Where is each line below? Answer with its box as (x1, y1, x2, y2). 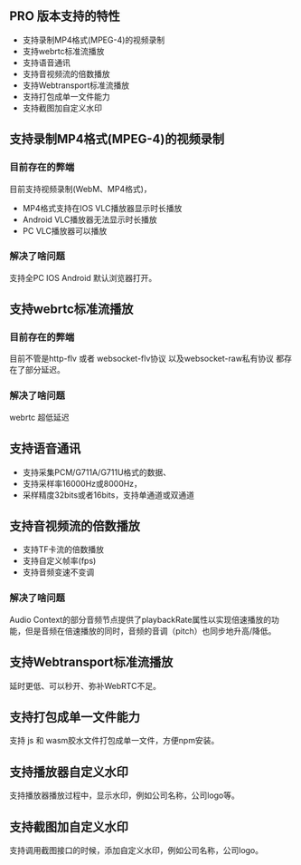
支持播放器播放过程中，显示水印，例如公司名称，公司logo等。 (9, 790, 240, 801)
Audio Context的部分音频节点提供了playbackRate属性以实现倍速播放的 (9, 614, 272, 625)
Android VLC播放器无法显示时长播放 (22, 214, 158, 225)
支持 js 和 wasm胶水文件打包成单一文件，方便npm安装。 (9, 735, 220, 746)
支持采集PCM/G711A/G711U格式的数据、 (22, 466, 172, 478)
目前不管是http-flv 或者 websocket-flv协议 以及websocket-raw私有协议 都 (9, 353, 285, 364)
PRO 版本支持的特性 (9, 8, 120, 24)
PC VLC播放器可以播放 (22, 225, 108, 236)
